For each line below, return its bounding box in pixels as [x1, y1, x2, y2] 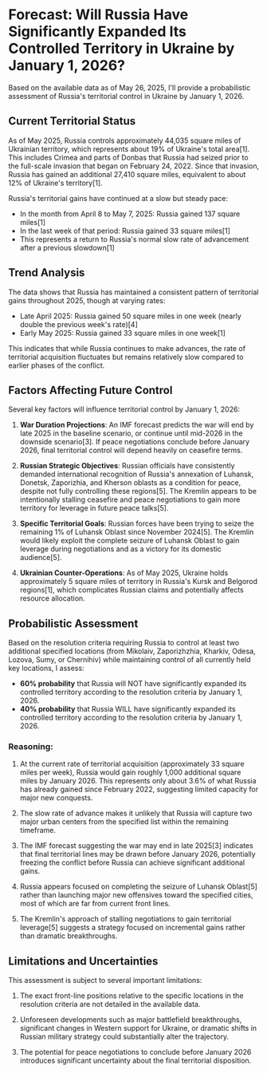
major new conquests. [19, 793, 93, 803]
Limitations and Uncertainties [8, 954, 159, 968]
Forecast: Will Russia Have [8, 6, 189, 24]
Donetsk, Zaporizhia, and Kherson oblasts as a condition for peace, [19, 478, 241, 487]
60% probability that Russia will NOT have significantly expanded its [19, 679, 247, 688]
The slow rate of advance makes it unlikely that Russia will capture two [19, 808, 253, 819]
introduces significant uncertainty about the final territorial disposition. [19, 1055, 252, 1066]
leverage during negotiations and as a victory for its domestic [19, 544, 222, 554]
